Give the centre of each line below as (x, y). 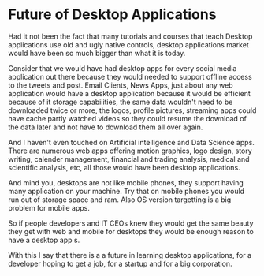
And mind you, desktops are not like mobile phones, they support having (126, 182)
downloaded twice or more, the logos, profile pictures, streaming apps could (132, 110)
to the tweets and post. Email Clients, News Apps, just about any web (121, 85)
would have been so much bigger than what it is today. (97, 53)
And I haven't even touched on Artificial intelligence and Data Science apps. (131, 142)
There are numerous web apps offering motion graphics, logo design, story (130, 151)
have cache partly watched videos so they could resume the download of (127, 118)
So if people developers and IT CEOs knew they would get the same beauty (131, 223)
